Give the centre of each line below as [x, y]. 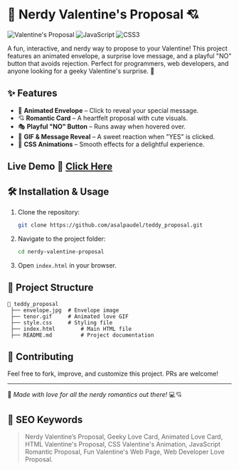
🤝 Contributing [41, 357]
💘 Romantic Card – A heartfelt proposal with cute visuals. [103, 118]
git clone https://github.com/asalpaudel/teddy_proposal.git [110, 225]
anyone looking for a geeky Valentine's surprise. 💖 [81, 71]
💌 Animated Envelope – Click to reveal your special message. [108, 110]
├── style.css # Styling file [62, 322]
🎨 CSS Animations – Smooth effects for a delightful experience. [111, 144]
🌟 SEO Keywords [45, 419]
